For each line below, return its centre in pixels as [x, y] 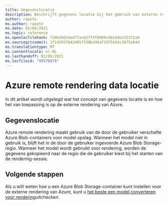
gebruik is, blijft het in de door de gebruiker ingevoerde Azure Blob [74, 143]
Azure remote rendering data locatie [82, 86]
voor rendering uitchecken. [32, 197]
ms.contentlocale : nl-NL [31, 51]
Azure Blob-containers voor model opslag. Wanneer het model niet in [76, 137]
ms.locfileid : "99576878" [32, 61]
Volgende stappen [34, 174]
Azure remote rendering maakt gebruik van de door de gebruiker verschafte [83, 132]
